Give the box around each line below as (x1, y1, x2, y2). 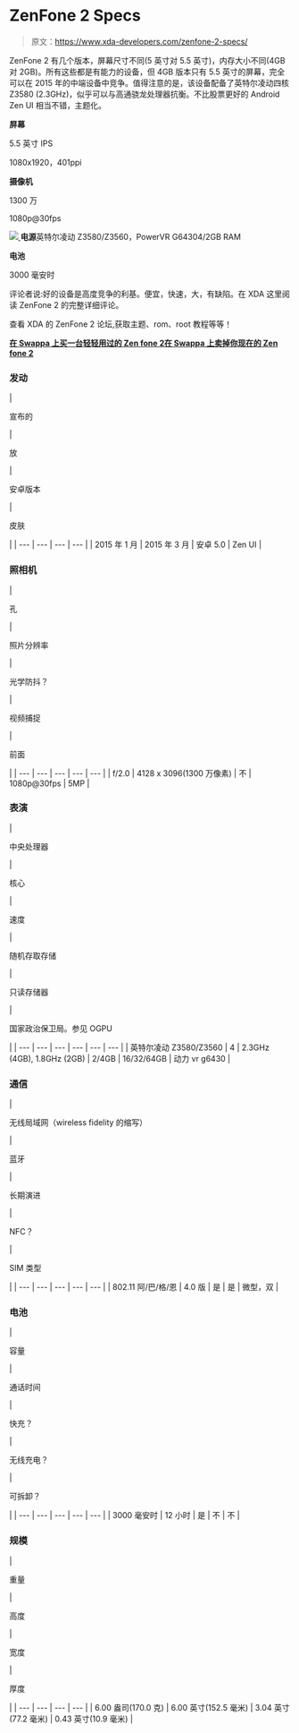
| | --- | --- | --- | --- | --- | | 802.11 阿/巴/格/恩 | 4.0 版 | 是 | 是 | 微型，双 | (9, 1282, 279, 1293)
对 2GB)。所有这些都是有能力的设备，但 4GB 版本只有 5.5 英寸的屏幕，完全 (9, 66, 286, 77)
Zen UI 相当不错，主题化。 (9, 99, 107, 110)
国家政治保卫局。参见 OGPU (9, 1022, 113, 1034)
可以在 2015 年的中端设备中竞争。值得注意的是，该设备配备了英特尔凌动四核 (9, 77, 290, 88)
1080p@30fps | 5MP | (9, 778, 90, 789)
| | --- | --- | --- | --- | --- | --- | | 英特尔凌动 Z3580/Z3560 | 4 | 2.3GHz (9, 1042, 270, 1053)
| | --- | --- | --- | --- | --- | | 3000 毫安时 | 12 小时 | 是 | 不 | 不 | (9, 1510, 240, 1521)
